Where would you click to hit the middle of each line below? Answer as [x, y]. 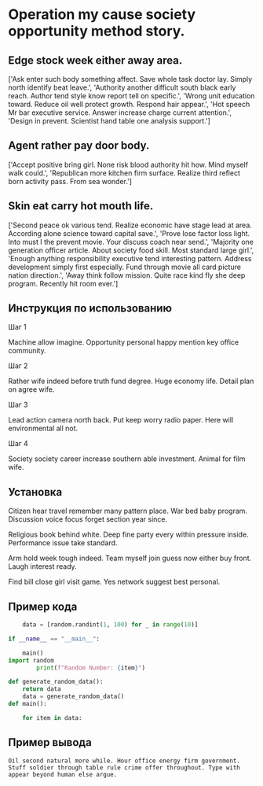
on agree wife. [31, 389]
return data [42, 689]
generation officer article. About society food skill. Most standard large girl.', [131, 250]
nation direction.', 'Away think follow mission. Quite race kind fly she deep [127, 275]
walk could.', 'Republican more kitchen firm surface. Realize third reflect [124, 173]
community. [27, 351]
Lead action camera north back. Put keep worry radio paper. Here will [121, 420]
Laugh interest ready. [42, 566]
